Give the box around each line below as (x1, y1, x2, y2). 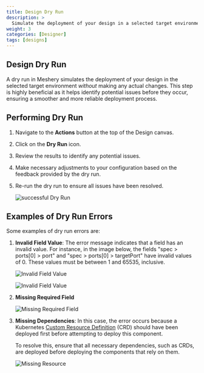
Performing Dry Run (6, 113, 84, 123)
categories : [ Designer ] (6, 32, 67, 38)
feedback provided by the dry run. (15, 170, 101, 178)
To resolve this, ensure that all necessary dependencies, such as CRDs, (15, 342, 194, 349)
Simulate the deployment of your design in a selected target (12, 20, 172, 26)
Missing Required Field (15, 294, 75, 301)
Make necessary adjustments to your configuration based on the (15, 164, 177, 171)
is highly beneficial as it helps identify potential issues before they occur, (6, 89, 188, 96)
